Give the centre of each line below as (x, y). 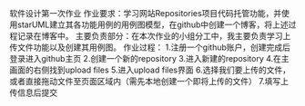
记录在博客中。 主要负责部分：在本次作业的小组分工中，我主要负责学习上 (154, 36)
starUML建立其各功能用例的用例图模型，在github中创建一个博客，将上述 (152, 24)
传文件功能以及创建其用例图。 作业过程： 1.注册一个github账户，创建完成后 (150, 47)
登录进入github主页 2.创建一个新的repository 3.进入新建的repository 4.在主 (149, 58)
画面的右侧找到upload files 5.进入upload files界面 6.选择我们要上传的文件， (150, 70)
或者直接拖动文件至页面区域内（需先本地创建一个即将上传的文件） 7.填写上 (149, 81)
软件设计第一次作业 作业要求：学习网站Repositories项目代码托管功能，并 (146, 13)
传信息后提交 (33, 92)
